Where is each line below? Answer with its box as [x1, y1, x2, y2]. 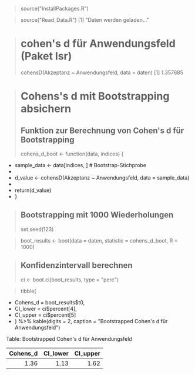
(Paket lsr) [20, 49, 72, 63]
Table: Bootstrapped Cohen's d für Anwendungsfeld [6, 335, 132, 342]
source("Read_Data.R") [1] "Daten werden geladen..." [20, 16, 150, 23]
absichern [20, 102, 72, 115]
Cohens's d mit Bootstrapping [20, 89, 170, 103]
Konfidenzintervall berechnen [20, 260, 133, 270]
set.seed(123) [20, 225, 54, 233]
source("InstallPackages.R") [20, 5, 89, 12]
